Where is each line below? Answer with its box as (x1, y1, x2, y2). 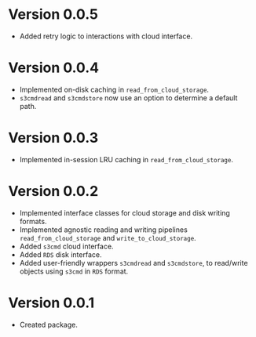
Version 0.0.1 (8, 294, 95, 311)
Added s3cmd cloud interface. (19, 241, 114, 251)
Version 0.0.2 (8, 183, 99, 200)
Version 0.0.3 (8, 129, 99, 147)
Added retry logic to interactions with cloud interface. (19, 31, 193, 41)
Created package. (19, 320, 79, 329)
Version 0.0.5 (8, 5, 99, 24)
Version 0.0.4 (8, 59, 100, 77)
